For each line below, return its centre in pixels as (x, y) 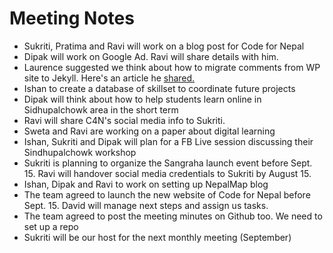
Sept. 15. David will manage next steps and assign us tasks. (146, 205)
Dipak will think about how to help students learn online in (142, 99)
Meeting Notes (72, 18)
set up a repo (51, 226)
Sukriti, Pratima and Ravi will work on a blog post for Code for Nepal (164, 46)
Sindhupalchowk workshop (80, 152)
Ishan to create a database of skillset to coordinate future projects (159, 88)
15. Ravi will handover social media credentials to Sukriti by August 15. (167, 173)
